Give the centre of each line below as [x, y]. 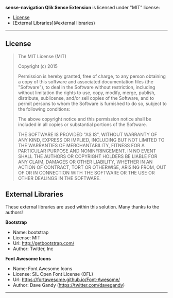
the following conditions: [44, 109]
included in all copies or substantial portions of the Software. [82, 124]
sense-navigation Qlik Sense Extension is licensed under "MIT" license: [83, 7]
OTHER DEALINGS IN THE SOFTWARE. [59, 178]
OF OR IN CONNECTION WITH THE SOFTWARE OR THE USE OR [86, 172]
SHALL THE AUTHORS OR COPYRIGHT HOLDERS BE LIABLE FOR [88, 156]
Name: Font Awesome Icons [42, 268]
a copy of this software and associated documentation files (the [85, 81]
